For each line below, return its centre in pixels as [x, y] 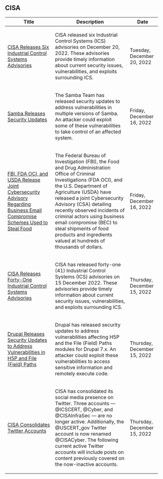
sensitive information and [84, 367]
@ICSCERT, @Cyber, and [84, 409]
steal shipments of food [82, 229]
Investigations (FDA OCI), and [89, 180]
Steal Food [20, 229]
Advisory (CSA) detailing [83, 204]
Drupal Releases [26, 334]
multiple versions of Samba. [87, 113]
